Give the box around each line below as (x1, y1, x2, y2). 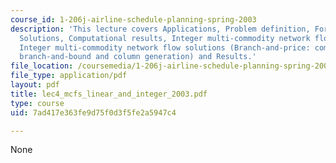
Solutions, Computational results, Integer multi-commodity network (19, 33, 311, 43)
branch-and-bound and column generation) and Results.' (19, 52, 257, 62)
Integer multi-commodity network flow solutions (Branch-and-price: (19, 42, 311, 53)
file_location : (10, 61, 74, 71)
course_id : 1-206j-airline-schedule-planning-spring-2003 (10, 14, 257, 25)
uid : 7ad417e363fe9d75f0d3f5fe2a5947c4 (10, 107, 177, 118)
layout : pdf (10, 80, 60, 90)
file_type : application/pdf (10, 71, 128, 81)
